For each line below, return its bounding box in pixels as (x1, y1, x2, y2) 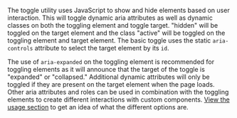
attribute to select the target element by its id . (34, 44, 169, 52)
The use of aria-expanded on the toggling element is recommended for (7, 58, 215, 66)
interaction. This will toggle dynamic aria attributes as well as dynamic (7, 14, 214, 22)
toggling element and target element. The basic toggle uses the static (7, 36, 211, 45)
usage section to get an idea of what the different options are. (7, 103, 189, 111)
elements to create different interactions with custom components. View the (7, 95, 230, 104)
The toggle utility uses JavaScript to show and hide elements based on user (7, 6, 230, 14)
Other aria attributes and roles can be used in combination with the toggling (7, 88, 229, 96)
